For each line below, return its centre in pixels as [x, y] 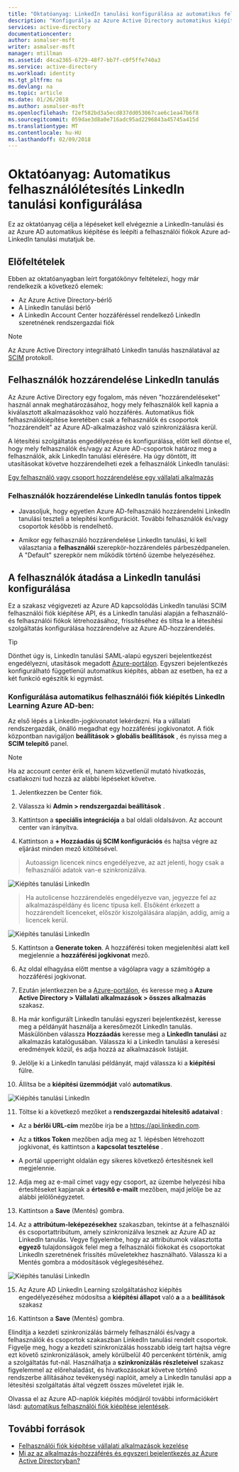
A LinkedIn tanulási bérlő [55, 307]
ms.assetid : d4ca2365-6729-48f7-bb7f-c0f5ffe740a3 [84, 60]
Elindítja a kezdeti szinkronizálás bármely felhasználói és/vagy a [102, 1332]
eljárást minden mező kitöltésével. [68, 849]
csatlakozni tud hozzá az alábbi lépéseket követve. [82, 779]
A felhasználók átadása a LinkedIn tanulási [105, 577]
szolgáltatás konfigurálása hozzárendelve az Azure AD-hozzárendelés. [112, 628]
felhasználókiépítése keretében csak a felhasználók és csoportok [104, 419]
